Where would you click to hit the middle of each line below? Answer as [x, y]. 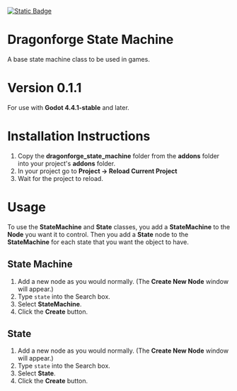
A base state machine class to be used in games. [79, 59]
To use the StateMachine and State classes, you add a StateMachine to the [119, 226]
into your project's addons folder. [66, 163]
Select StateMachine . [50, 304]
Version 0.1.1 [45, 88]
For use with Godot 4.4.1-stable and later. [68, 107]
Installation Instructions [79, 137]
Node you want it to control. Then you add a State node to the [98, 234]
